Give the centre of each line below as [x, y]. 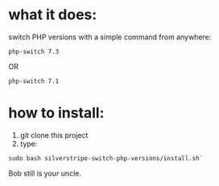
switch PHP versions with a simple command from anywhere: [110, 37]
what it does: [53, 15]
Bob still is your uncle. [45, 173]
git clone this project [54, 135]
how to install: [56, 113]
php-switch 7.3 [34, 51]
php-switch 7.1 [34, 81]
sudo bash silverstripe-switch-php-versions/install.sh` [106, 158]
